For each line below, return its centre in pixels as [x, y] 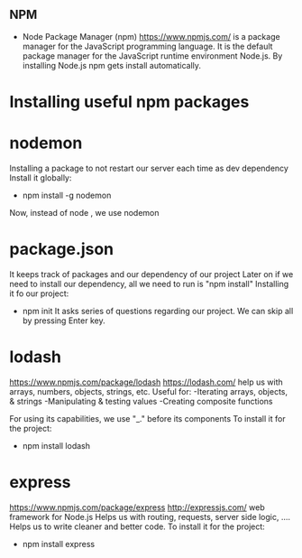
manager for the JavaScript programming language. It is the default [147, 46]
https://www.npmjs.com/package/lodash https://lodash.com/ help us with [146, 382]
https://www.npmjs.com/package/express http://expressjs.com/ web [137, 507]
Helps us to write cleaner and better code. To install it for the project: [137, 526]
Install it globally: [41, 177]
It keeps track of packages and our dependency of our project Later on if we [151, 274]
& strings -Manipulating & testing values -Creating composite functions [141, 401]
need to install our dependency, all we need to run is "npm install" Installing [149, 284]
